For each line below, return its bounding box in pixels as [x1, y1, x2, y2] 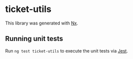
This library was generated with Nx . [5, 20, 78, 26]
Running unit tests [5, 34, 63, 43]
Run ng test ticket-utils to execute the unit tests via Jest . [5, 47, 128, 53]
